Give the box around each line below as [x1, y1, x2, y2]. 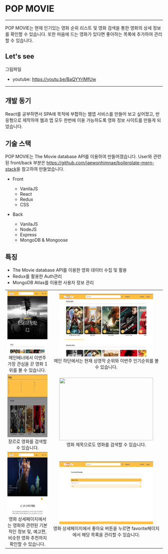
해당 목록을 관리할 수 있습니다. [81, 531, 140, 538]
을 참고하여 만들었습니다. [16, 166, 65, 172]
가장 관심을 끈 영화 [7, 361, 43, 367]
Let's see [5, 52, 34, 61]
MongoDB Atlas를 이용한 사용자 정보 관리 [12, 280, 94, 286]
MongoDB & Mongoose [19, 237, 68, 243]
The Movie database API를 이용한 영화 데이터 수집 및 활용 [12, 267, 127, 273]
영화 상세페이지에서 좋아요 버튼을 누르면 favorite [53, 525, 147, 531]
